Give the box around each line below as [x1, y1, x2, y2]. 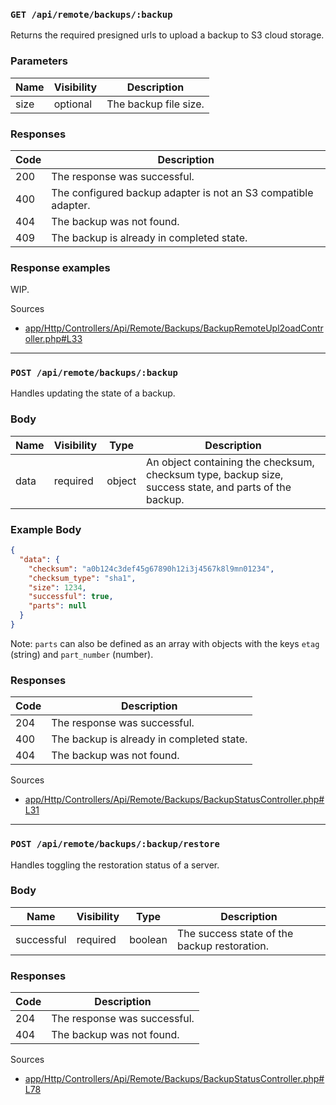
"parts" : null [28, 601, 87, 611]
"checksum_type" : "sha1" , [28, 573, 137, 583]
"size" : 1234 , [28, 582, 87, 593]
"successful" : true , [28, 592, 114, 602]
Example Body [10, 522, 82, 536]
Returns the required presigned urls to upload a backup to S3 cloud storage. [10, 29, 325, 41]
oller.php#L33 [24, 333, 83, 345]
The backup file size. [106, 97, 205, 111]
